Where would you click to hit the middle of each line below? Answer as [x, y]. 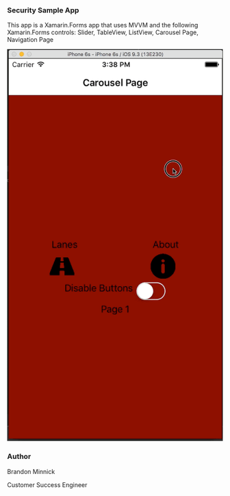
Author [19, 456]
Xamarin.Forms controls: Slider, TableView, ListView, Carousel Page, [103, 32]
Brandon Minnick [31, 471]
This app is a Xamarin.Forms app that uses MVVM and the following [103, 25]
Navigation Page [30, 40]
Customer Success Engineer [47, 484]
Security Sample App [43, 10]
